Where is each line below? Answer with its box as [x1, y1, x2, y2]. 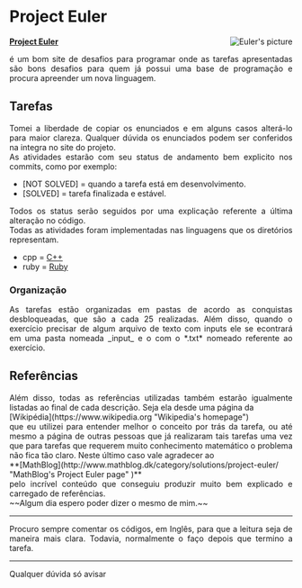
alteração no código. [9, 214, 86, 226]
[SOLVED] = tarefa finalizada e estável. [22, 187, 167, 199]
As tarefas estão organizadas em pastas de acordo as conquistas [9, 304, 293, 315]
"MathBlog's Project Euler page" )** [9, 468, 142, 479]
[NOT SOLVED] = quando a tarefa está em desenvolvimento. [22, 178, 246, 189]
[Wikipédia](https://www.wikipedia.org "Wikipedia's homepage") [9, 412, 250, 422]
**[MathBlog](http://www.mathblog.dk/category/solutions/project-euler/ [9, 459, 279, 470]
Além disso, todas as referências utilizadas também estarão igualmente [9, 392, 293, 403]
